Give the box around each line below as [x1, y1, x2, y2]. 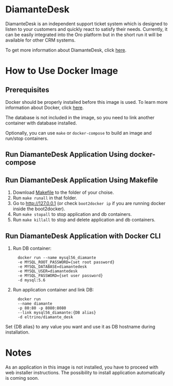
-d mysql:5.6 [18, 278, 46, 283]
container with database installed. [5, 120, 77, 126]
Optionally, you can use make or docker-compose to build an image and [5, 130, 152, 136]
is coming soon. [5, 375, 40, 381]
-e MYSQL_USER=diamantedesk [18, 268, 78, 273]
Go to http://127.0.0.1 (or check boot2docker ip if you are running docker [12, 200, 166, 207]
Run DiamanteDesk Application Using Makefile [5, 176, 159, 185]
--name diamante [18, 301, 53, 306]
